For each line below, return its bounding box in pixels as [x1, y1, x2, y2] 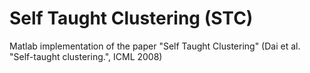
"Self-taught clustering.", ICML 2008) [9, 50, 163, 62]
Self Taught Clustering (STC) [9, 7, 254, 30]
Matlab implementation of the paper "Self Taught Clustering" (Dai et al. [9, 40, 301, 52]
